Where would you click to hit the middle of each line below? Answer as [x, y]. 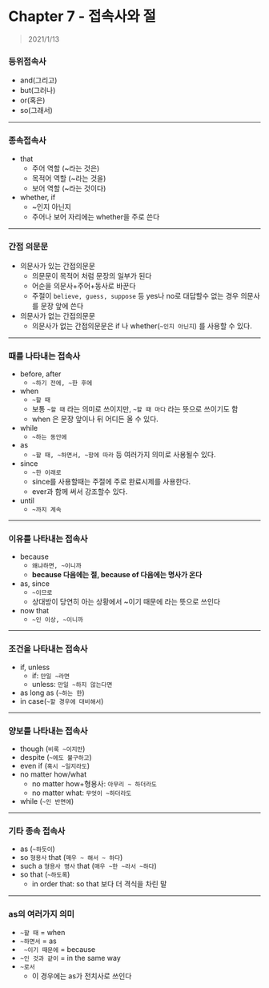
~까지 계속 [46, 510]
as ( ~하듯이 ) [38, 849]
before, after [40, 374]
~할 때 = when [42, 932]
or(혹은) [32, 100]
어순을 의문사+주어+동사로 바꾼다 [84, 286]
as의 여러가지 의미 [41, 914]
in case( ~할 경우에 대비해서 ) [62, 701]
